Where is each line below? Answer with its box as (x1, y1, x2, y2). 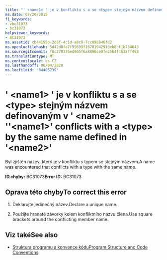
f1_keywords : (5, 16, 32, 21)
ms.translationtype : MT (5, 53, 55, 59)
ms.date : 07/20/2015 (5, 12, 48, 17)
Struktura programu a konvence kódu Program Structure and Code (12, 244, 148, 250)
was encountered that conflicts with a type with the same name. (5, 164, 137, 170)
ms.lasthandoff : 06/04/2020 (5, 63, 64, 68)
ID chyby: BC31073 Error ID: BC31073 (5, 173, 82, 180)
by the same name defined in (5, 132, 127, 143)
